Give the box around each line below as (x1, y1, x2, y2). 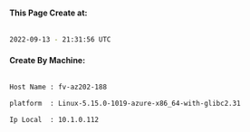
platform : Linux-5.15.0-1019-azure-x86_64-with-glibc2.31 (9, 99, 242, 108)
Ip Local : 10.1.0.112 (9, 116, 100, 125)
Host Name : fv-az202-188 (9, 82, 107, 92)
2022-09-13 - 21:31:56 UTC (9, 35, 111, 44)
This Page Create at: (9, 7, 88, 18)
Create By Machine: (9, 54, 86, 65)
